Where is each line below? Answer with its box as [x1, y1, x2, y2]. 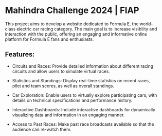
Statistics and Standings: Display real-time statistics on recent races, [12, 77, 150, 83]
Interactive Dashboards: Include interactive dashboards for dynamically [12, 106, 156, 112]
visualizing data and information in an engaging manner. [12, 112, 125, 118]
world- [139, 21, 153, 27]
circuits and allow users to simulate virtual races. [12, 68, 110, 74]
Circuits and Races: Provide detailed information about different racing [12, 63, 154, 69]
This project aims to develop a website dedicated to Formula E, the [5, 21, 139, 27]
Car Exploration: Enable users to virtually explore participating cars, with [12, 92, 157, 98]
